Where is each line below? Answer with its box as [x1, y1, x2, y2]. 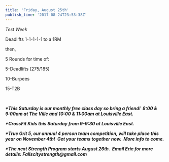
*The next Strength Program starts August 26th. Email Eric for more [5, 146, 153, 152]
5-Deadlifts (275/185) [5, 66, 50, 72]
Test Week [5, 26, 27, 32]
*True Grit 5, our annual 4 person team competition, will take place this [5, 130, 159, 137]
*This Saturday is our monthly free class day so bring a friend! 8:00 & [5, 105, 157, 111]
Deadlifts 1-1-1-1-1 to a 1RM [5, 36, 62, 42]
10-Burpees [5, 75, 30, 82]
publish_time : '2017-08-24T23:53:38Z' [5, 12, 87, 17]
